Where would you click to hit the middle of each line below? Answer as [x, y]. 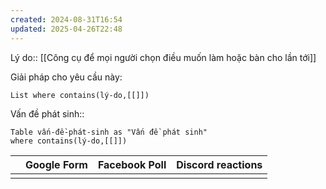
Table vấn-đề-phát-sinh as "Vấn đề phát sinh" [109, 132]
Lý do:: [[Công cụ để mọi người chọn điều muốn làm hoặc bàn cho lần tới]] [163, 57]
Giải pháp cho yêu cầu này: [66, 77]
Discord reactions [219, 164]
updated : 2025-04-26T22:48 [66, 29]
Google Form [56, 164]
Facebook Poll [132, 164]
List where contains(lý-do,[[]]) [80, 95]
